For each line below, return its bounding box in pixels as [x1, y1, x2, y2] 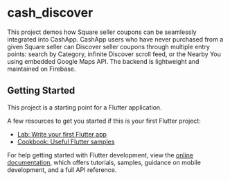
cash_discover [7, 5, 94, 21]
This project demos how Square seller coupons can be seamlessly [7, 28, 197, 36]
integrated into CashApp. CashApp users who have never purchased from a [7, 35, 224, 43]
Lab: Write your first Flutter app [17, 130, 107, 138]
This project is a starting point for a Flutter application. [7, 103, 162, 112]
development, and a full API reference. [7, 165, 117, 174]
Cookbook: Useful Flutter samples [17, 137, 115, 146]
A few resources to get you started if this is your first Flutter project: [7, 117, 201, 125]
